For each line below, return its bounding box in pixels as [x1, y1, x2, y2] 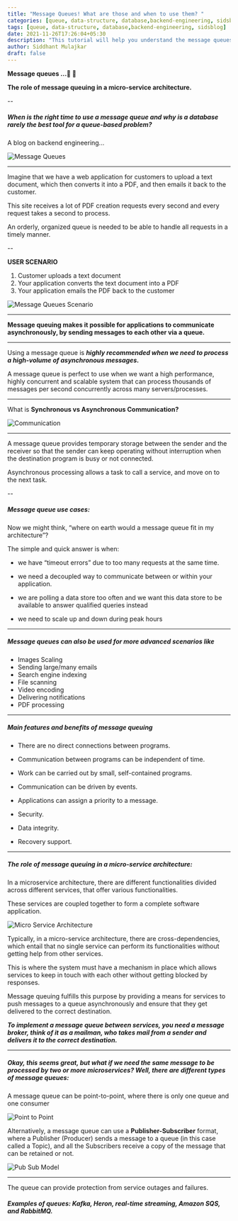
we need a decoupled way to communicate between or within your [17, 572, 212, 580]
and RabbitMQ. [7, 1207, 53, 1215]
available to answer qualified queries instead [17, 600, 148, 609]
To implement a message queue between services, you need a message [7, 1020, 225, 1029]
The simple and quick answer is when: [7, 544, 120, 553]
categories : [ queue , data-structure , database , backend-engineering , [7, 17, 214, 24]
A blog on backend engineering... [7, 138, 105, 147]
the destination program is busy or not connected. [7, 454, 154, 463]
